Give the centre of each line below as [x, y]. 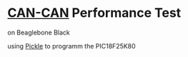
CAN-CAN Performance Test [94, 13]
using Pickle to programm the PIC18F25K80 [71, 46]
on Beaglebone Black [39, 32]
